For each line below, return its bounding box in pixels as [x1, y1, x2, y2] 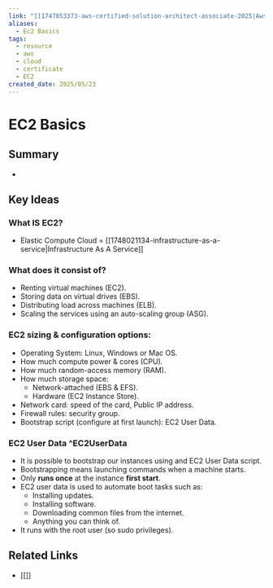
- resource [15, 42, 53, 50]
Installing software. [32, 499, 97, 509]
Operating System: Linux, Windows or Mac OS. [19, 348, 178, 358]
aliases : [8, 20, 38, 28]
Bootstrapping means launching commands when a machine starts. [19, 465, 246, 475]
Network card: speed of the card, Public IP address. [19, 400, 194, 410]
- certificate [15, 65, 63, 73]
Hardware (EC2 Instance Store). [32, 391, 140, 401]
